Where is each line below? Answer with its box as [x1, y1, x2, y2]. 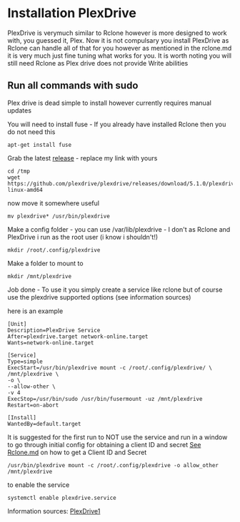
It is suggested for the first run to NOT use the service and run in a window [7, 433, 228, 441]
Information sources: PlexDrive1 [7, 506, 101, 515]
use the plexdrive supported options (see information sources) [7, 292, 191, 301]
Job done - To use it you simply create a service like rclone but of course [7, 285, 223, 294]
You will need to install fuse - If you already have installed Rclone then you [7, 120, 226, 128]
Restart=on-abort [7, 401, 59, 409]
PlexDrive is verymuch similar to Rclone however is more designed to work [7, 29, 227, 37]
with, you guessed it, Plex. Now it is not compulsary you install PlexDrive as [7, 36, 229, 44]
